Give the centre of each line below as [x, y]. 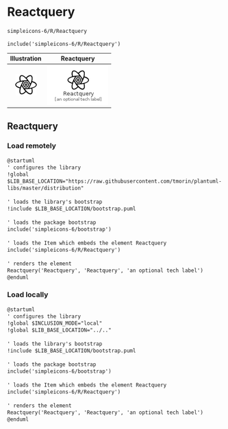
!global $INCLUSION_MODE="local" [55, 323]
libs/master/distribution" [46, 188]
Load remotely [32, 146]
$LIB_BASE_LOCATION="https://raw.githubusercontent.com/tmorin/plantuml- [115, 181]
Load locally [28, 294]
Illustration [26, 58]
